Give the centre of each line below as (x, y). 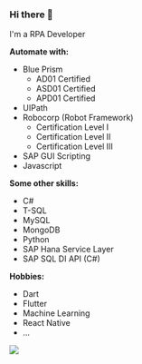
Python (36, 240)
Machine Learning (56, 313)
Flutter (35, 304)
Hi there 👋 (32, 15)
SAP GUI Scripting (57, 156)
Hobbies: (27, 277)
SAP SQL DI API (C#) (62, 259)
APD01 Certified (66, 98)
